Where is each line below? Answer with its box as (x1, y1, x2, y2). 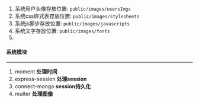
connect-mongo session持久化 (14, 83, 91, 90)
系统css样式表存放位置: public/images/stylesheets (14, 12, 140, 20)
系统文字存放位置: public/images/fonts (14, 27, 110, 34)
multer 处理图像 (14, 91, 53, 98)
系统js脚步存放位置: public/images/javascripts (14, 20, 130, 27)
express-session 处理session (14, 76, 87, 83)
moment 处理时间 (14, 68, 57, 75)
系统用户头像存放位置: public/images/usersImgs (14, 5, 131, 12)
